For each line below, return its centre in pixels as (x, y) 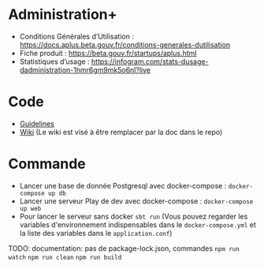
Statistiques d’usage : (54, 62)
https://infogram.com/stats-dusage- (150, 62)
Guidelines (37, 123)
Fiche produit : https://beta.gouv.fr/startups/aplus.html (108, 53)
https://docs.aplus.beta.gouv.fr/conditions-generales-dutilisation (125, 44)
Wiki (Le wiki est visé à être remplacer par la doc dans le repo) (121, 132)
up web (30, 208)
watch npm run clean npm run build (65, 257)
